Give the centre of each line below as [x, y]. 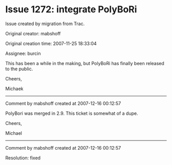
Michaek [15, 89]
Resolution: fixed [23, 158]
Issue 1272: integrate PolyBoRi [71, 9]
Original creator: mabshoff [33, 33]
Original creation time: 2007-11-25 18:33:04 [51, 43]
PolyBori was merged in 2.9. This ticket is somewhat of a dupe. [72, 113]
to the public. [19, 69]
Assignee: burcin [23, 53]
